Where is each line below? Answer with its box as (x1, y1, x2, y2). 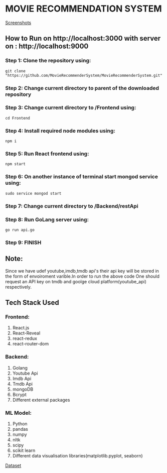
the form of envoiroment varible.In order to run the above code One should (5, 273, 159, 279)
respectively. (5, 284, 32, 290)
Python (12, 420, 28, 427)
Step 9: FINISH (5, 239, 42, 246)
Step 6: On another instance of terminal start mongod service (5, 173, 158, 180)
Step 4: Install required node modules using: (5, 127, 115, 134)
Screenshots (5, 20, 32, 26)
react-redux (12, 335, 38, 341)
